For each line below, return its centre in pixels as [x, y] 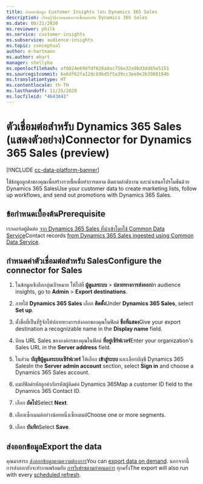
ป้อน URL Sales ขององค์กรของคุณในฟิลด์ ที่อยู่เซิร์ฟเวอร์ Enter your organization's [104, 341]
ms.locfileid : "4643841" [38, 96]
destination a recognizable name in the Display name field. [88, 329]
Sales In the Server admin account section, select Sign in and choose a [104, 366]
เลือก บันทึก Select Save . [43, 427]
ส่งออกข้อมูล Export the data [54, 446]
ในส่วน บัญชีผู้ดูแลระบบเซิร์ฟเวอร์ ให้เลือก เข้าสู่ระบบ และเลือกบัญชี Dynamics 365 [99, 359]
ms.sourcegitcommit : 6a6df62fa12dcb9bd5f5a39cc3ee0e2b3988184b [88, 74]
